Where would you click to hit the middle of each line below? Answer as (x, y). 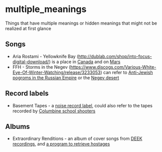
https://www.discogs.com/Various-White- (113, 67)
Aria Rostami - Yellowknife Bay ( (45, 56)
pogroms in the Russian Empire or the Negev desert (66, 78)
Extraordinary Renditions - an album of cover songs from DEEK (77, 138)
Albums (17, 126)
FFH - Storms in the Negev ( (41, 67)
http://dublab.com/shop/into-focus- (115, 56)
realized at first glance (28, 28)
